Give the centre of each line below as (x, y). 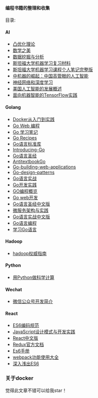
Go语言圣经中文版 (31, 204)
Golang (13, 107)
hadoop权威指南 (29, 253)
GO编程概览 (25, 191)
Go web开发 (25, 197)
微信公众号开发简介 (33, 301)
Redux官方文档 (28, 344)
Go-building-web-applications (44, 167)
